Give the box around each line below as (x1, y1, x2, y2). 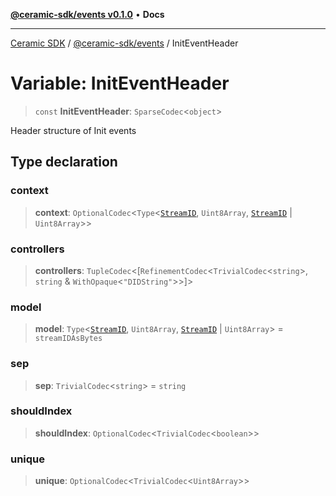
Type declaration (10, 154, 118, 171)
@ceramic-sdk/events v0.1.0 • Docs (10, 9, 165, 20)
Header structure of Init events (10, 124, 137, 136)
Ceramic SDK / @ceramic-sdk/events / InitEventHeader (10, 37, 239, 49)
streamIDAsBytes (34, 334, 103, 344)
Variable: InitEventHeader (10, 72, 230, 95)
